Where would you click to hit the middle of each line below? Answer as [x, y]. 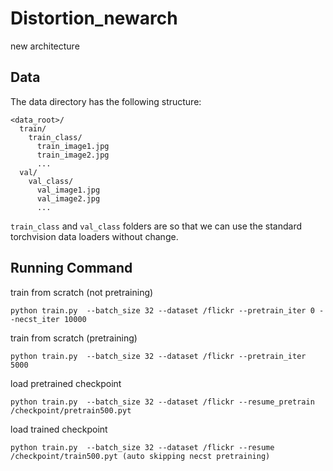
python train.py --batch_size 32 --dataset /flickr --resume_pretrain [162, 402]
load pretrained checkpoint [66, 383]
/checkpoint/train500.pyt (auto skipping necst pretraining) [140, 456]
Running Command [71, 268]
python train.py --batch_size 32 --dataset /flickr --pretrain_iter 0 [162, 310]
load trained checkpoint [59, 429]
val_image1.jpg [68, 190]
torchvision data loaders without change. [94, 236]
